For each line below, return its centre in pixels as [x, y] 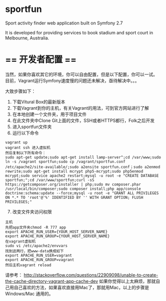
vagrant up [16, 142]
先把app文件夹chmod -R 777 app [36, 227]
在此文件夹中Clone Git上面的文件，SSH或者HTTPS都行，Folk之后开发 [83, 120]
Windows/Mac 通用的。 [29, 294]
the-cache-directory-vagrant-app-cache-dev [52, 281]
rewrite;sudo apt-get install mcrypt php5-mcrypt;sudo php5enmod [74, 171]
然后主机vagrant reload [28, 265]
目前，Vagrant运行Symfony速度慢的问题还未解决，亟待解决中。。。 [72, 80]
